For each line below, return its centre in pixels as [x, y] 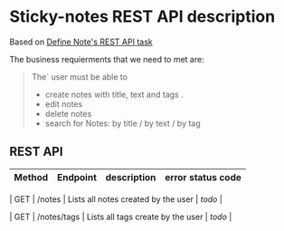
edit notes [64, 104]
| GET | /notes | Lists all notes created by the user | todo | [116, 199]
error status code [204, 177]
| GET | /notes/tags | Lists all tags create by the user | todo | [121, 217]
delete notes [68, 113]
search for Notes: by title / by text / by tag [123, 123]
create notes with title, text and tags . [114, 94]
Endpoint [77, 177]
